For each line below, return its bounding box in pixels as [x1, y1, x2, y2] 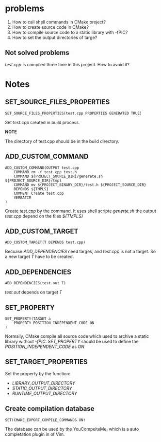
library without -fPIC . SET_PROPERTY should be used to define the [5, 339, 139, 344]
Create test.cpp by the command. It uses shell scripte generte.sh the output [5, 208, 157, 214]
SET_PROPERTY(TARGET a [5, 316, 51, 321]
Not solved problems [5, 49, 69, 57]
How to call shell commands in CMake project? [12, 19, 106, 25]
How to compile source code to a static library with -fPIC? [12, 29, 128, 35]
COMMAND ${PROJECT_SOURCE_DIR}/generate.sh [14, 174, 103, 179]
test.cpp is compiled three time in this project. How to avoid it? [5, 61, 130, 67]
